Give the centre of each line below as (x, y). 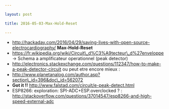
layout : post (18, 14)
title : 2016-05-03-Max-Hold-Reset (41, 23)
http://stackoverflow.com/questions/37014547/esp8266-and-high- (82, 96)
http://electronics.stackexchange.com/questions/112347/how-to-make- (87, 64)
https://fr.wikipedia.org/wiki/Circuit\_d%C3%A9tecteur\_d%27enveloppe (88, 53)
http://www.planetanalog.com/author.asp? (56, 74)
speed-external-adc (33, 101)
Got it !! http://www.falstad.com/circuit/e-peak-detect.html (73, 85)
